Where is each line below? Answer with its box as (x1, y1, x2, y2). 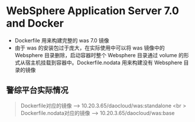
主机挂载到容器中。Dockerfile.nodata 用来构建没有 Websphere (30, 59, 183, 66)
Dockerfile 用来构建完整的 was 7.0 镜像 (14, 37, 109, 44)
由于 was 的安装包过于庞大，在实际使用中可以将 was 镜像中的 (14, 44, 165, 51)
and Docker (6, 17, 64, 30)
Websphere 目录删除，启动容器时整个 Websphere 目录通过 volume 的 (14, 51, 184, 58)
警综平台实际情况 (6, 85, 69, 95)
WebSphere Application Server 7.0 (6, 4, 179, 18)
